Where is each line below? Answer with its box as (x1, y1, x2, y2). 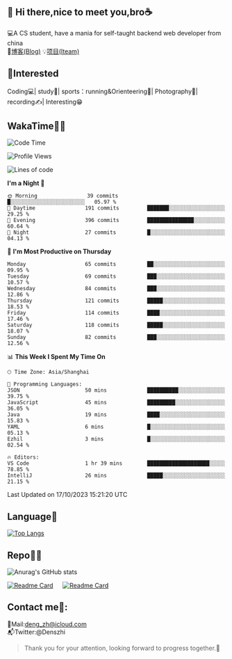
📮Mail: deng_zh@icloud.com (7, 619, 87, 628)
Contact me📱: (7, 601, 68, 613)
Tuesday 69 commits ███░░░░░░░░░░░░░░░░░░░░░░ (7, 273, 226, 280)
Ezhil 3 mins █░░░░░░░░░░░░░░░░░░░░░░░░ (7, 436, 226, 443)
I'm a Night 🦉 (7, 179, 45, 187)
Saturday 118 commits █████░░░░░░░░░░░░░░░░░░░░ (7, 321, 226, 329)
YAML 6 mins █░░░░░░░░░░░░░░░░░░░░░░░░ (7, 424, 226, 431)
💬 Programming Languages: (7, 381, 82, 388)
